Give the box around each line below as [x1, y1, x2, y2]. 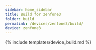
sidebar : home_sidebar [5, 7, 52, 12]
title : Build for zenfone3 [5, 12, 61, 17]
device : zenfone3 [5, 26, 41, 31]
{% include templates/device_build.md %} [5, 39, 92, 45]
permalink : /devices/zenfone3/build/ [5, 21, 84, 26]
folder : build [5, 16, 35, 21]
